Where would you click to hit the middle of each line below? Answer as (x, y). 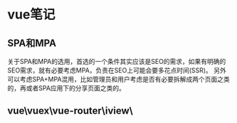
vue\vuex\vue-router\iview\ (70, 111)
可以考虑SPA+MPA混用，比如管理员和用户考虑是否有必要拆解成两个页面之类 (118, 79)
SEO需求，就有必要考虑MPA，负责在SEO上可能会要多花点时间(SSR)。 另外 (117, 70)
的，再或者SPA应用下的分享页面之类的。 (67, 88)
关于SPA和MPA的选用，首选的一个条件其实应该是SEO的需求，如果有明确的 (117, 61)
